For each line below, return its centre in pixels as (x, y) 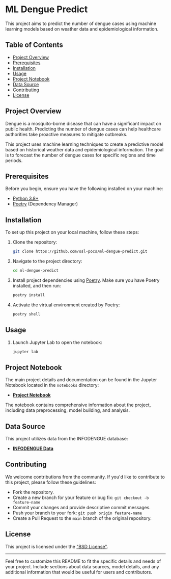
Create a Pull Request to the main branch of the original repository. (82, 518)
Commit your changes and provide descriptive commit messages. (82, 507)
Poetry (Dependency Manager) (45, 204)
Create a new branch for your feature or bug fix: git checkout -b (81, 497)
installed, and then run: (37, 285)
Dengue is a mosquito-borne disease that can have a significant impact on (83, 123)
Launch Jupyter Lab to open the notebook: (58, 342)
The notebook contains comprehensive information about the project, (78, 405)
